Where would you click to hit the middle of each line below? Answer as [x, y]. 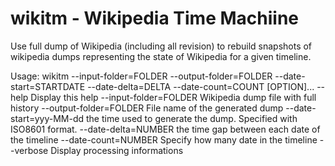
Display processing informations [117, 150]
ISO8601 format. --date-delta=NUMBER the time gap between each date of [165, 129]
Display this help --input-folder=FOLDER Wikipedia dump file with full [173, 97]
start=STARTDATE [48, 86]
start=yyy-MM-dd [47, 118]
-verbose [29, 150]
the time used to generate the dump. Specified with [191, 118]
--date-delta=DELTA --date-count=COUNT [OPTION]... [201, 86]
